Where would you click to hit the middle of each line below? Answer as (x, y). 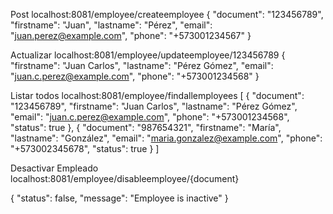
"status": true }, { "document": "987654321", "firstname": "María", (146, 127)
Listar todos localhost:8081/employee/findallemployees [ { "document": (157, 95)
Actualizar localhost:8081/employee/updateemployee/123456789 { (148, 55)
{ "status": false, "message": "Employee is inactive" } (119, 198)
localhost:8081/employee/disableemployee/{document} (125, 178)
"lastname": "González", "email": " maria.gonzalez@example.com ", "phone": (166, 138)
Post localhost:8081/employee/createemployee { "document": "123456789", (167, 14)
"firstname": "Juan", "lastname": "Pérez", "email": (111, 25)
